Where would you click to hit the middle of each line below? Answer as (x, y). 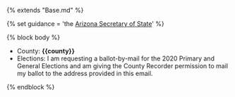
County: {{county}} (46, 51)
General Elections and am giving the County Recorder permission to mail (122, 66)
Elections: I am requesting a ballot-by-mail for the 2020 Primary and (115, 58)
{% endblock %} (31, 87)
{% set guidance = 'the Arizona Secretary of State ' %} (86, 24)
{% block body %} (34, 37)
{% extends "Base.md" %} (45, 10)
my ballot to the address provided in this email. (85, 73)
